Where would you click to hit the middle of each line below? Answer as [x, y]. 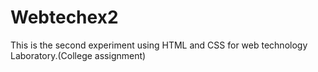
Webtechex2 [64, 17]
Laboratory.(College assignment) [78, 55]
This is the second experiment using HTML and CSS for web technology [159, 45]
